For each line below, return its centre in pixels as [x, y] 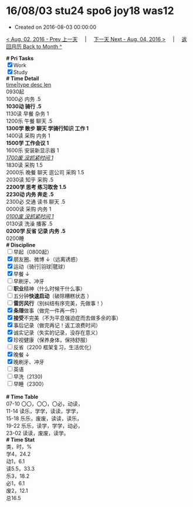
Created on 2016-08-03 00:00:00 [55, 27]
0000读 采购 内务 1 [29, 209]
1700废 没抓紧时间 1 [30, 157]
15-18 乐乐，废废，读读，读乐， [44, 418]
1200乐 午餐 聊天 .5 [29, 121]
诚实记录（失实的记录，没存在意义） [57, 332]
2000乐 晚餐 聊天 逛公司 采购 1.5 [45, 172]
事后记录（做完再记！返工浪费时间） [57, 325]
